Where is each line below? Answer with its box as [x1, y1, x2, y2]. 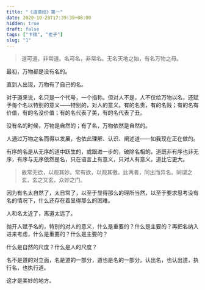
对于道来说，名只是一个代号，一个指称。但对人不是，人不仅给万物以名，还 [6, 94, 193, 101]
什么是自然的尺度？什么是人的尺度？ [6, 244, 98, 250]
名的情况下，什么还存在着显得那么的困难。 [6, 197, 113, 204]
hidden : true [6, 20, 40, 26]
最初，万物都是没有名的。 [6, 68, 71, 75]
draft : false [6, 26, 40, 32]
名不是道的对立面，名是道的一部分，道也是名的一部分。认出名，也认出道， [6, 256, 193, 263]
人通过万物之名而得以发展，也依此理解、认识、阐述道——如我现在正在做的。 [6, 135, 199, 142]
